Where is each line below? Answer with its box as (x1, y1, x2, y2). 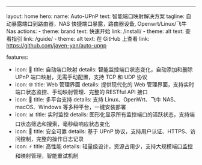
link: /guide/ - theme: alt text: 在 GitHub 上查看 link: (23, 35, 150, 42)
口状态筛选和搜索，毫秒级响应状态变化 (14, 121, 110, 127)
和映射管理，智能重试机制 (14, 152, 79, 159)
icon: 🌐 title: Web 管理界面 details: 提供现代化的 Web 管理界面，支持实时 (14, 81, 194, 88)
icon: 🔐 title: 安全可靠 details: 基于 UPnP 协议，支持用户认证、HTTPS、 (14, 128, 191, 135)
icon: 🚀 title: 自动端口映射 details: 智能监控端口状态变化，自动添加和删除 (14, 66, 194, 73)
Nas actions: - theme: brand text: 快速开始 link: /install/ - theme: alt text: (6, 28, 185, 35)
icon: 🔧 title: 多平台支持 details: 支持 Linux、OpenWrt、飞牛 (14, 96, 162, 103)
